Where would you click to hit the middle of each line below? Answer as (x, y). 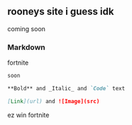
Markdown (26, 47)
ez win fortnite (28, 115)
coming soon (27, 28)
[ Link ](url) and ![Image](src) (54, 101)
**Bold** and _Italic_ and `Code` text (66, 88)
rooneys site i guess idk (61, 12)
